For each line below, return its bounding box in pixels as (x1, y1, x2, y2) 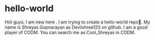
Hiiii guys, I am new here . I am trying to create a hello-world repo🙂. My (4, 19, 151, 25)
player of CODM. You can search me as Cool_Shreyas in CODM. (4, 29, 136, 35)
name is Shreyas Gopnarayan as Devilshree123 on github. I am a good (4, 24, 148, 30)
